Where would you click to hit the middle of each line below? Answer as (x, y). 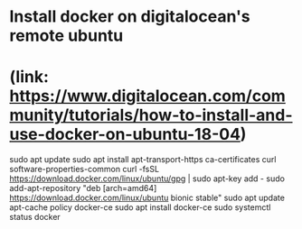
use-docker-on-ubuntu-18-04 (125, 135)
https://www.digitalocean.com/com (148, 96)
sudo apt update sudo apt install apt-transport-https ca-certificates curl (143, 160)
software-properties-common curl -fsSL (85, 169)
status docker (35, 217)
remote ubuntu (66, 36)
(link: (29, 77)
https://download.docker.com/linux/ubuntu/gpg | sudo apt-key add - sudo (147, 179)
